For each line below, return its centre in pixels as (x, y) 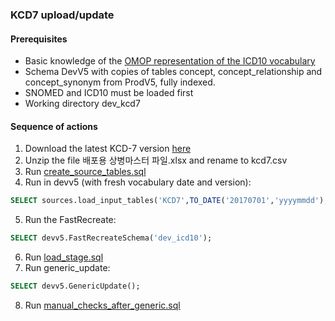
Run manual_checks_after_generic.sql (102, 305)
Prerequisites (39, 39)
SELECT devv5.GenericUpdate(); (75, 286)
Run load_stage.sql (64, 257)
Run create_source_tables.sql (85, 172)
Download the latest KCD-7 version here (108, 149)
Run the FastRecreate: (70, 220)
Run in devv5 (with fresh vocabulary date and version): (138, 182)
